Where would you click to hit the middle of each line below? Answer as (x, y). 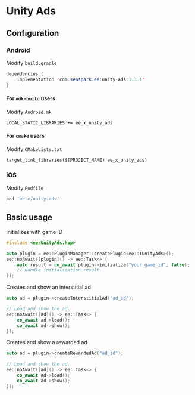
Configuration (33, 33)
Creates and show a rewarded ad (47, 342)
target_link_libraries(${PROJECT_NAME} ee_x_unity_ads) (77, 160)
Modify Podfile (25, 188)
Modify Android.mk (29, 112)
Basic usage (29, 217)
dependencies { (25, 74)
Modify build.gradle (32, 63)
